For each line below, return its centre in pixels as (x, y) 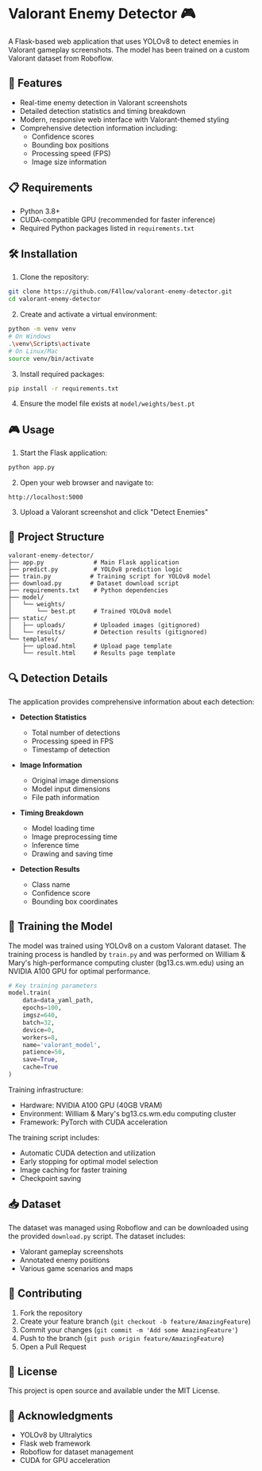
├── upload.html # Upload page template (97, 646)
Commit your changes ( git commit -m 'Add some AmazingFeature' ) (129, 1329)
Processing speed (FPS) (71, 153)
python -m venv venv (42, 329)
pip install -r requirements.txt (64, 388)
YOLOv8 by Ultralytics (56, 1435)
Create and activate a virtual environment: (88, 315)
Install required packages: (62, 374)
